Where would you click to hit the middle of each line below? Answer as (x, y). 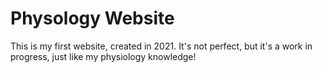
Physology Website (92, 18)
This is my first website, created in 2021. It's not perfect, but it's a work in (161, 46)
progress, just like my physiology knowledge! (103, 56)
